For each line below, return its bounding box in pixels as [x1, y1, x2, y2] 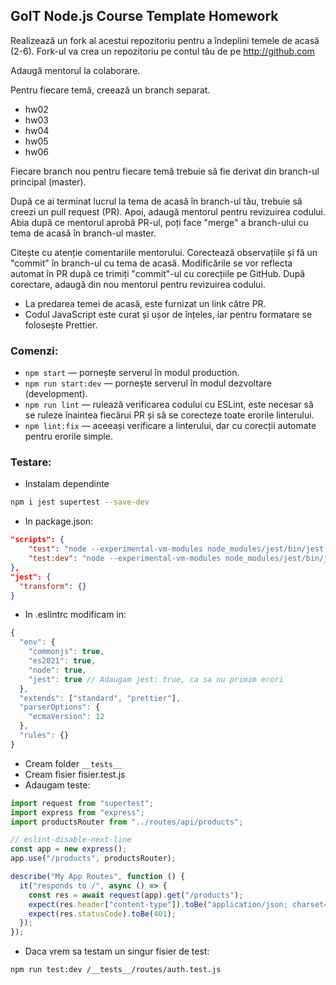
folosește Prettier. [24, 319, 98, 331]
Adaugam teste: [24, 779, 91, 791]
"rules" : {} [19, 730, 70, 741]
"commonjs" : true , [28, 647, 105, 657]
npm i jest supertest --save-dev [10, 497, 150, 508]
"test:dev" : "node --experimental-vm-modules [28, 554, 222, 564]
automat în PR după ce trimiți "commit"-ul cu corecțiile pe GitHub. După [10, 267, 306, 279]
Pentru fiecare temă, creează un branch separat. [10, 84, 211, 96]
